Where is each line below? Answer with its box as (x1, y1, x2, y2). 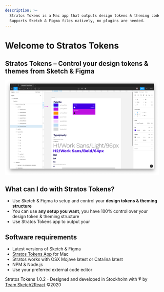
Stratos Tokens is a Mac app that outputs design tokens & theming (9, 13, 150, 18)
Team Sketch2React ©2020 (5, 282, 61, 288)
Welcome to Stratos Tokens (5, 40, 119, 51)
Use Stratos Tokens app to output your (12, 219, 90, 225)
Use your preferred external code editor (12, 267, 93, 273)
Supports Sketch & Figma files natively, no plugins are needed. (9, 18, 145, 23)
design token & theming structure (12, 214, 80, 219)
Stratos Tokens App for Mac (12, 251, 69, 257)
